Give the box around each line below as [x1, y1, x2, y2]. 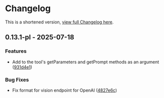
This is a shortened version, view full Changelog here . [5, 19, 114, 25]
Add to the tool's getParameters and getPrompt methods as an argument [12, 59, 159, 65]
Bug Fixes [5, 76, 29, 83]
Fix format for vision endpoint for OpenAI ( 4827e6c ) [12, 87, 117, 93]
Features [5, 48, 27, 55]
